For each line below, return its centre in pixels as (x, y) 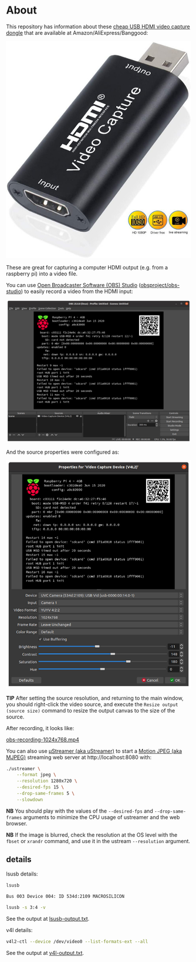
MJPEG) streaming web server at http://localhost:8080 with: (79, 757)
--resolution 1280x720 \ (47, 781)
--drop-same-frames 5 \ (46, 794)
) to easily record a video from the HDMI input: (77, 291)
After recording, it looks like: (40, 728)
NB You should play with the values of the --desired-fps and (80, 811)
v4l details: (19, 930)
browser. (17, 823)
